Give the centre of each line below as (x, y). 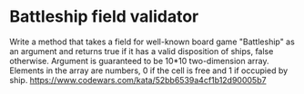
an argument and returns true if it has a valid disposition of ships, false (142, 51)
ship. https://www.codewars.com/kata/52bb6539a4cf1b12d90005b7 (138, 80)
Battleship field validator (104, 17)
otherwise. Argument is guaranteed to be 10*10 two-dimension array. (139, 61)
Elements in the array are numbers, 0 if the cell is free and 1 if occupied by (149, 70)
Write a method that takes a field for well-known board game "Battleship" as (152, 42)
